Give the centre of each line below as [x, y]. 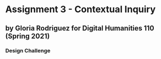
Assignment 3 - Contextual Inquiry [80, 9]
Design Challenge [28, 50]
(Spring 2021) [28, 36]
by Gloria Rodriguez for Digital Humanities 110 [80, 28]
